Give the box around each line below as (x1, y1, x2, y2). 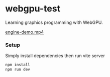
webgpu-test (5, 3, 61, 14)
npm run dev (5, 67, 30, 72)
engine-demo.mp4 (5, 29, 44, 35)
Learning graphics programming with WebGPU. (5, 19, 103, 25)
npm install (5, 63, 30, 68)
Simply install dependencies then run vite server (5, 53, 105, 59)
